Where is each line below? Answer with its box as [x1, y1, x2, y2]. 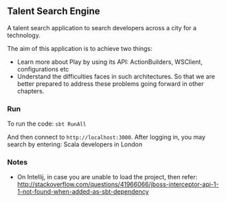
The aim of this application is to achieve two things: [7, 44, 152, 52]
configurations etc [16, 65, 69, 73]
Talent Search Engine [7, 5, 101, 17]
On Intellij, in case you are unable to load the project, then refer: [16, 173, 198, 181]
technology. [7, 31, 41, 39]
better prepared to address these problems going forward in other [16, 79, 204, 88]
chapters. [16, 87, 45, 95]
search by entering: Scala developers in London [7, 140, 143, 148]
